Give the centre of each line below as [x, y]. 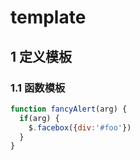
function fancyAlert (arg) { [69, 109]
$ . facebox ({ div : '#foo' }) [80, 127]
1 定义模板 [41, 56]
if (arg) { [39, 118]
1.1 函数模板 [38, 88]
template [48, 17]
